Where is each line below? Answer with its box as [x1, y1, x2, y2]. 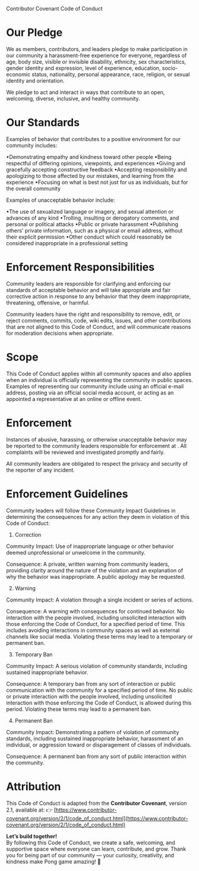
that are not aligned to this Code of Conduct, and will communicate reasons [6, 323, 191, 330]
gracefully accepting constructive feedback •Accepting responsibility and [6, 166, 187, 173]
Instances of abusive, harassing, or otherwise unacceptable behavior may [6, 435, 187, 443]
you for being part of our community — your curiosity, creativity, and [6, 851, 174, 859]
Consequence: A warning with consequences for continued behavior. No [6, 607, 185, 615]
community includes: [6, 142, 58, 149]
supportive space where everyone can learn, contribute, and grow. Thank [6, 845, 186, 853]
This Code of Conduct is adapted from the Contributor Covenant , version [6, 800, 187, 807]
